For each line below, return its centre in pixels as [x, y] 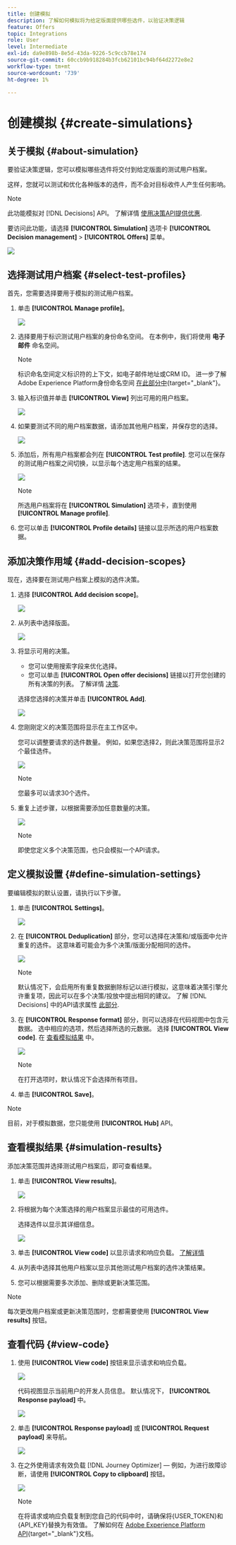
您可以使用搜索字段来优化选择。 [74, 666]
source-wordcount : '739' [44, 73]
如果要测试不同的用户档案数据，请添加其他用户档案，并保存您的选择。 [119, 426]
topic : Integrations [38, 34]
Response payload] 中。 [54, 1400]
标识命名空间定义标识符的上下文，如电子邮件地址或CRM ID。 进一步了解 [122, 374]
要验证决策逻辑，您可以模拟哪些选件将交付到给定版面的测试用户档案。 [109, 170]
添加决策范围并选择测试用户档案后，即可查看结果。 [81, 1166]
